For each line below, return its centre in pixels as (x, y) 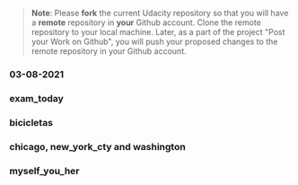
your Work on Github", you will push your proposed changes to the (154, 41)
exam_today (37, 98)
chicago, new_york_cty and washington (97, 146)
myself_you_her (44, 171)
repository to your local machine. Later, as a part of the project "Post (158, 32)
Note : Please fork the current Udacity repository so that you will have (160, 13)
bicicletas (31, 122)
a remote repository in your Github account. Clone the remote (146, 22)
